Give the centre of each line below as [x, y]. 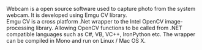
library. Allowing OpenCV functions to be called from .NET [109, 28]
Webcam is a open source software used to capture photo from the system [101, 9]
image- [174, 21]
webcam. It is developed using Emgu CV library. [67, 15]
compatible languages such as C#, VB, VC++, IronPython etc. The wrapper [101, 34]
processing [21, 28]
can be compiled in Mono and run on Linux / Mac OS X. [76, 41]
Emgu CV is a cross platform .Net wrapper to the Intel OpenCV [85, 21]
